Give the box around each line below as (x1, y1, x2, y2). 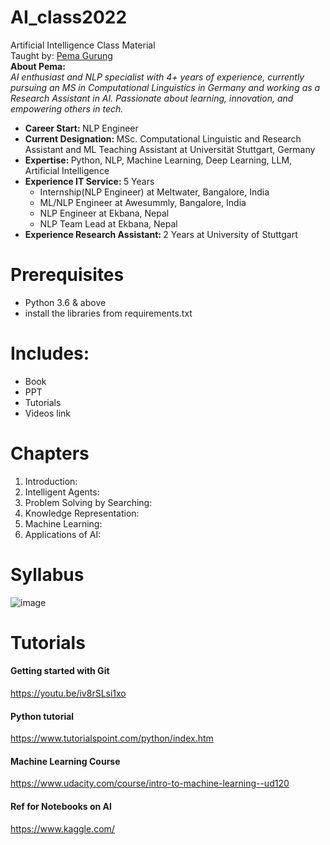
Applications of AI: (24, 528, 102, 540)
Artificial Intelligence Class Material (10, 39, 156, 51)
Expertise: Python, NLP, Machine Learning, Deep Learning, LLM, (24, 154, 293, 166)
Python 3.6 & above (24, 296, 107, 308)
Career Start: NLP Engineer (24, 122, 139, 134)
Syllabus (10, 563, 85, 586)
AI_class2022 (10, 6, 128, 29)
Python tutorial (10, 710, 75, 722)
